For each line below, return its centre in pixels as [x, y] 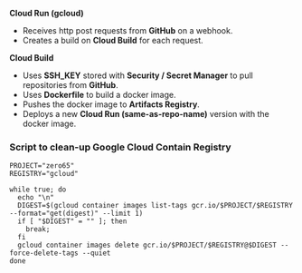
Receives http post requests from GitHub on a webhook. [127, 30]
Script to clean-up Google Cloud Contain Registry [121, 147]
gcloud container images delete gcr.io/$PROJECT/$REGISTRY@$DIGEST [147, 245]
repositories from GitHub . [71, 85]
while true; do [38, 190]
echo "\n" [36, 198]
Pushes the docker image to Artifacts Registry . [111, 104]
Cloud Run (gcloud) [47, 13]
